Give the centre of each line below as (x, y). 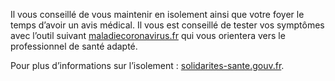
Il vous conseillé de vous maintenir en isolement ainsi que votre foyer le (157, 14)
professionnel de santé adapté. (74, 46)
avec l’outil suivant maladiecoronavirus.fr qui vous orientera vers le (148, 35)
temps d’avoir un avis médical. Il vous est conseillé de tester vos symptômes (167, 25)
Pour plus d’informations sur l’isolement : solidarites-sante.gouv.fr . (147, 65)
